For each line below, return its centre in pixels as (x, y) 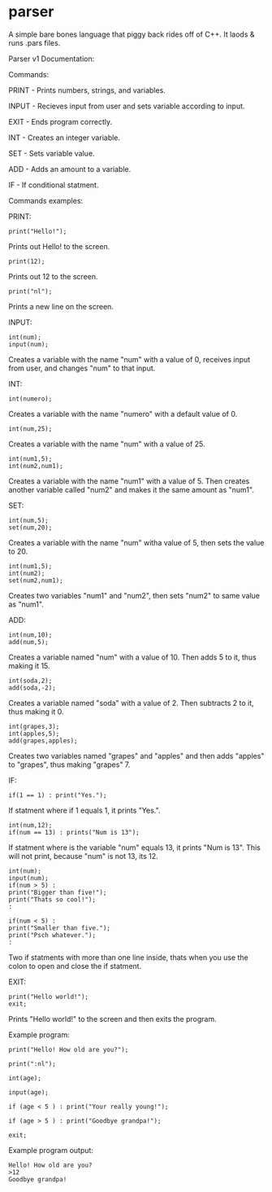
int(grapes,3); (34, 726)
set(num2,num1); (36, 581)
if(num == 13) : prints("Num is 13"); (74, 832)
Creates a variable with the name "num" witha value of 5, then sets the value (136, 542)
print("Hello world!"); (49, 997)
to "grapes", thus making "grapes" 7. (69, 765)
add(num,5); (28, 642)
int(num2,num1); (36, 466)
